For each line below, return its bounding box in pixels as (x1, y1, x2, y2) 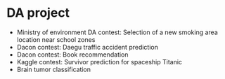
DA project (6, 5, 70, 21)
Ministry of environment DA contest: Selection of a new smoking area (16, 28, 219, 36)
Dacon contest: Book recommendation (16, 50, 129, 59)
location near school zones (16, 35, 96, 43)
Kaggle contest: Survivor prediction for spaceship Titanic (16, 57, 183, 66)
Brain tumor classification (16, 65, 91, 73)
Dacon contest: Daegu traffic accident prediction (16, 43, 159, 51)
